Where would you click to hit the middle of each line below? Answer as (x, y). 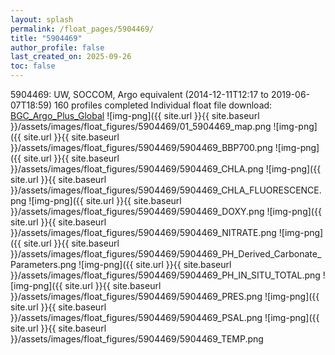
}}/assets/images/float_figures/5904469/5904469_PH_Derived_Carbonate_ (166, 254)
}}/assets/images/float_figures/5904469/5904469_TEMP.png (137, 339)
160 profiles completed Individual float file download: (163, 105)
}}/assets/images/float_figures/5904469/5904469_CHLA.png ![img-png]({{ (166, 169)
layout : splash (42, 19)
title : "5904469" (46, 38)
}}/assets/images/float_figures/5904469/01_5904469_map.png (141, 126)
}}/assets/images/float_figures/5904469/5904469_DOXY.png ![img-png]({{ (166, 211)
